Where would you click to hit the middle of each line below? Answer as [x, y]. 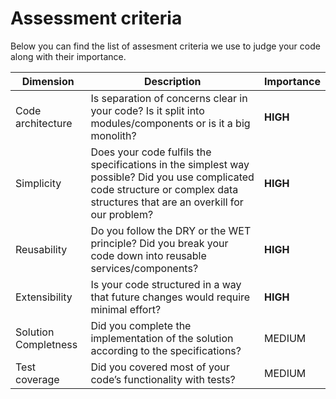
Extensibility [44, 297]
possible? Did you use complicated [172, 177]
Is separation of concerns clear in [169, 98]
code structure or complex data [164, 189]
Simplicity [38, 183]
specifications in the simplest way [170, 164]
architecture [44, 123]
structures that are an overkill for [167, 202]
